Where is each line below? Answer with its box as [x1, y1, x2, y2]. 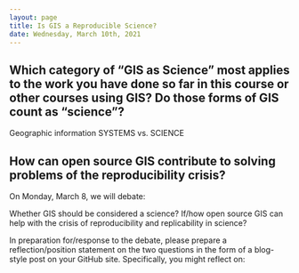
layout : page [9, 12, 58, 22]
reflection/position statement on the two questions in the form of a [9, 245, 253, 254]
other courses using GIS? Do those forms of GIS [9, 90, 279, 105]
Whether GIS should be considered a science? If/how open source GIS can [9, 208, 283, 219]
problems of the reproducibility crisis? [9, 167, 226, 182]
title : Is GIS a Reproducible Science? [9, 21, 158, 30]
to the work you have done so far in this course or [9, 76, 289, 92]
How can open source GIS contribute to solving [9, 153, 276, 169]
